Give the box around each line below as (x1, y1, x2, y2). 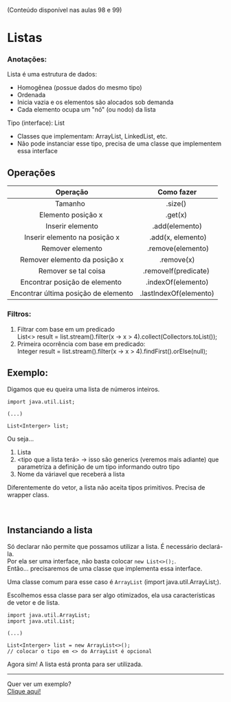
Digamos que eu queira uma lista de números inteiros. (7, 385, 160, 394)
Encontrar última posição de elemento (10, 289, 134, 299)
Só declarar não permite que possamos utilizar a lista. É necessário (7, 543, 198, 551)
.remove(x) (159, 255, 195, 265)
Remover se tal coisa (38, 266, 106, 276)
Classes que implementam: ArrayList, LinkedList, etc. (16, 132, 168, 141)
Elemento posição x (38, 210, 103, 220)
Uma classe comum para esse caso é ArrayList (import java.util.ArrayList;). (7, 578, 221, 586)
